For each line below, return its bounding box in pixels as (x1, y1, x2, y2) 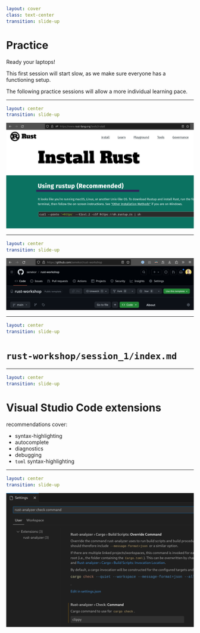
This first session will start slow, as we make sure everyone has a (6, 70, 166, 77)
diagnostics (14, 445, 43, 452)
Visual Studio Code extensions (6, 401, 162, 415)
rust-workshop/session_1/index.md (6, 350, 177, 362)
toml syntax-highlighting (14, 458, 75, 465)
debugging (14, 452, 42, 459)
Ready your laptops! (6, 58, 55, 65)
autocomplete (14, 439, 49, 446)
